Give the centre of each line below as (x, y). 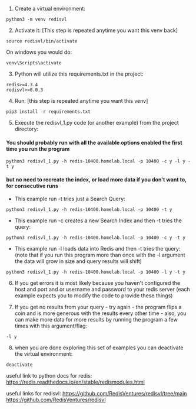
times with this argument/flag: (51, 326)
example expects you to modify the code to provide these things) (94, 296)
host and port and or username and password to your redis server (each (102, 290)
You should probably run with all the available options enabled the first (94, 142)
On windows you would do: (39, 52)
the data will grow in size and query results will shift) (78, 261)
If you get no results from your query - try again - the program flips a (98, 307)
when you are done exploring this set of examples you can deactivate (99, 348)
